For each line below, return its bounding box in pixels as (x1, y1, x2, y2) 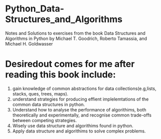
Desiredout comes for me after (5, 58, 135, 70)
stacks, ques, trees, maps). (12, 90, 68, 96)
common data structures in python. (12, 101, 85, 107)
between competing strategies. (12, 117, 77, 123)
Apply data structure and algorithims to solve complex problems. (12, 128, 146, 134)
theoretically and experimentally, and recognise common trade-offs (12, 112, 151, 118)
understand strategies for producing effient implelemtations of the (12, 96, 149, 102)
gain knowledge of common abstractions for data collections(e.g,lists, (12, 85, 156, 91)
